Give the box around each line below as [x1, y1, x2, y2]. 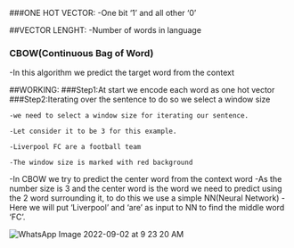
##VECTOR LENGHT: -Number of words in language [9, 25, 202, 35]
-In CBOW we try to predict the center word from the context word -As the [9, 174, 282, 185]
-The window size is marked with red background [9, 158, 193, 168]
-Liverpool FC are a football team [9, 143, 142, 152]
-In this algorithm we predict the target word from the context [9, 67, 234, 79]
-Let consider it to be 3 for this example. [9, 127, 177, 136]
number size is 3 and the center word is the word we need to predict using [9, 183, 282, 194]
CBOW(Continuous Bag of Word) [9, 46, 154, 59]
